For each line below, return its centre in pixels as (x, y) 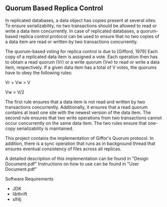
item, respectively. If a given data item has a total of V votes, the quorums (81, 67)
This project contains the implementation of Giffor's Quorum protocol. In (79, 138)
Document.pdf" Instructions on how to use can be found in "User (72, 164)
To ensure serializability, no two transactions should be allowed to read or (81, 26)
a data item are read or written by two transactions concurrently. (71, 42)
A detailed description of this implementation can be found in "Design (77, 158)
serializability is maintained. (45, 128)
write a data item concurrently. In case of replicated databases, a (72, 31)
